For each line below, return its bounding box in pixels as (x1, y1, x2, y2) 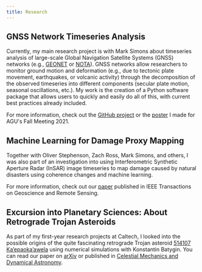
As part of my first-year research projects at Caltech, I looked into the (6, 233, 181, 240)
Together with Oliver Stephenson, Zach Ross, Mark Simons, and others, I (6, 152, 189, 159)
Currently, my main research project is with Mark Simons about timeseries (6, 48, 192, 55)
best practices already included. (6, 99, 87, 107)
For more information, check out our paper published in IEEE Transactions (6, 183, 192, 190)
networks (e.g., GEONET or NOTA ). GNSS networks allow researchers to (6, 60, 187, 68)
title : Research (6, 9, 47, 15)
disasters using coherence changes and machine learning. (6, 171, 153, 179)
